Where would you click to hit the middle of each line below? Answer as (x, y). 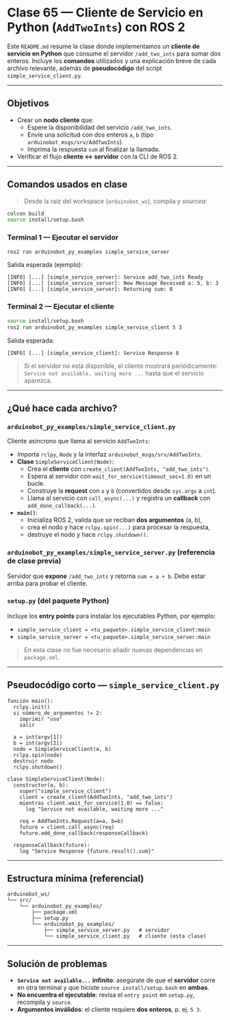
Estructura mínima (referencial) (76, 879)
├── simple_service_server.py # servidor (106, 930)
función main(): (30, 701)
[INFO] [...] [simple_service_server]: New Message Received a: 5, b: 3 (113, 283)
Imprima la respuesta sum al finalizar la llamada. (94, 149)
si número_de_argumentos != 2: (58, 713)
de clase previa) (34, 561)
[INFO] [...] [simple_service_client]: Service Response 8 (93, 353)
